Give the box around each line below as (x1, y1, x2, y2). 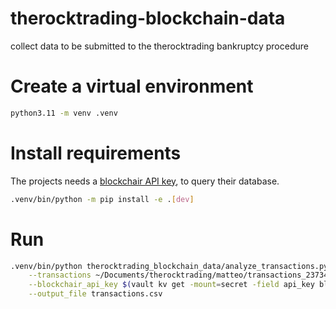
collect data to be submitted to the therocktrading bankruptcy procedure (10, 40, 309, 52)
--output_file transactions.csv (28, 289, 163, 299)
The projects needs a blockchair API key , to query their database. (10, 175, 280, 187)
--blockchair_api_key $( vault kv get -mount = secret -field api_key (28, 280, 315, 290)
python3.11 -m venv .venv (10, 108, 118, 118)
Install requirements (10, 142, 182, 164)
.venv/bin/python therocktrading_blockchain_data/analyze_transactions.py (10, 261, 329, 271)
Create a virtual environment (10, 75, 254, 98)
